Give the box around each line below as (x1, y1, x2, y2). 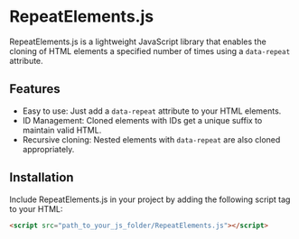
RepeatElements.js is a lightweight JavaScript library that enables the (9, 36, 266, 47)
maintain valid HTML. (22, 124, 102, 135)
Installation (9, 170, 74, 186)
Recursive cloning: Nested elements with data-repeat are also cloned (22, 133, 281, 145)
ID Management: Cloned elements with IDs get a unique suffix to (22, 115, 263, 125)
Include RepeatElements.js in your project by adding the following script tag (9, 194, 291, 205)
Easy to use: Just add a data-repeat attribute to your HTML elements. (22, 106, 282, 116)
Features (9, 81, 61, 97)
